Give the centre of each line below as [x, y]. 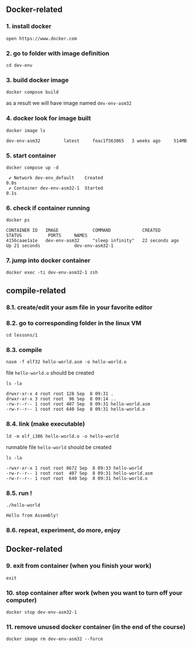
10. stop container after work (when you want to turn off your [94, 593]
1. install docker [29, 26]
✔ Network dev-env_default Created [56, 178]
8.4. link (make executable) [46, 424]
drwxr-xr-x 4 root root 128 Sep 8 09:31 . [60, 394]
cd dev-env [19, 65]
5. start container [31, 155]
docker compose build [32, 92]
